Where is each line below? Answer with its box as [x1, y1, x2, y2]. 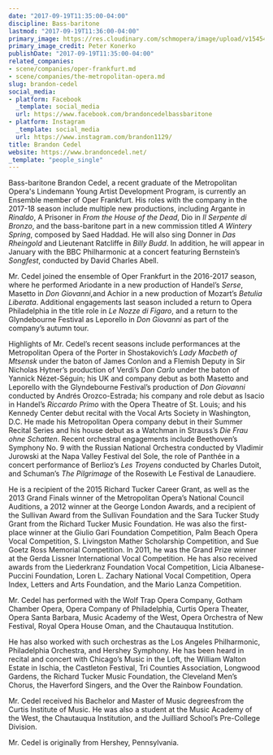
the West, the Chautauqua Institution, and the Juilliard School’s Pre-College [8, 714, 261, 723]
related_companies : [8, 58, 75, 66]
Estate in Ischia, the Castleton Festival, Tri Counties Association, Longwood [8, 663, 261, 673]
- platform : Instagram [8, 118, 85, 126]
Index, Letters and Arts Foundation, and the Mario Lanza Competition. [8, 579, 242, 590]
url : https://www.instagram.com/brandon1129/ [15, 133, 173, 141]
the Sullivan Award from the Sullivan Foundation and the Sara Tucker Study [8, 510, 260, 521]
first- [230, 519, 248, 529]
